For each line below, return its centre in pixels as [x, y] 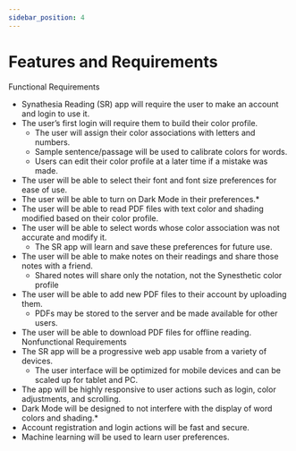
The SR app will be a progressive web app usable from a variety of [144, 351]
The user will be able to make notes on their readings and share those [150, 256]
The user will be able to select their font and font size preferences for [149, 180]
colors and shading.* [60, 418]
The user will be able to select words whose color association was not [151, 227]
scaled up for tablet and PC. [86, 379]
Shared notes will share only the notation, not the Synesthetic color [158, 275]
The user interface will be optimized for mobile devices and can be [158, 370]
